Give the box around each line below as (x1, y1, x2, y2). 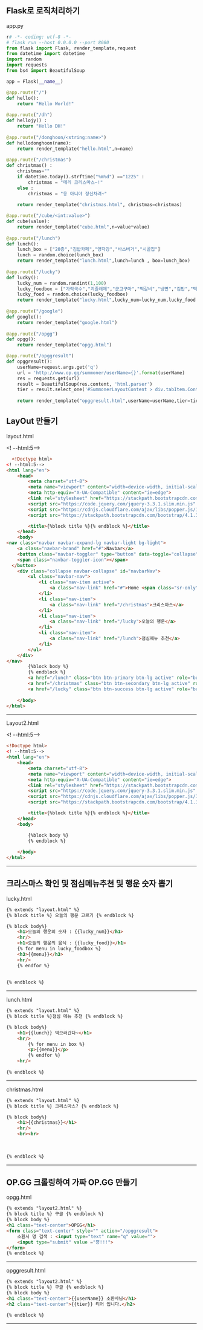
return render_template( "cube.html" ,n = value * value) (17, 224, 150, 230)
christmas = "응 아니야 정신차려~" (28, 190, 108, 196)
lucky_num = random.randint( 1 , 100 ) (17, 280, 107, 286)
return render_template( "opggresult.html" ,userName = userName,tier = (17, 398, 190, 404)
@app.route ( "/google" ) (6, 308, 63, 314)
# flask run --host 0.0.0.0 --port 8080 (6, 39, 110, 45)
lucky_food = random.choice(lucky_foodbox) (17, 291, 129, 297)
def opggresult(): (6, 358, 53, 365)
